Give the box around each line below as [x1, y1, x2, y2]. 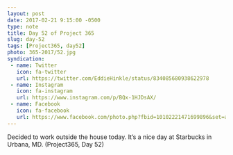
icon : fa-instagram [16, 88, 73, 95]
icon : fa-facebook [16, 107, 70, 114]
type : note [7, 23, 39, 30]
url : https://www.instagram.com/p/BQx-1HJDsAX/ [16, 95, 157, 101]
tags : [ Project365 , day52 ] [7, 42, 85, 49]
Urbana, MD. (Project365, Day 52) [7, 140, 105, 148]
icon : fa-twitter [16, 68, 67, 75]
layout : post [7, 10, 45, 17]
